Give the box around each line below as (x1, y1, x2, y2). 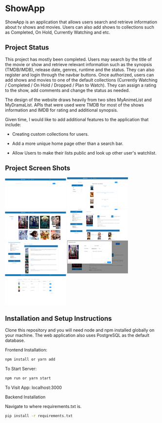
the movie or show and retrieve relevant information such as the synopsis (5, 61, 152, 67)
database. (5, 337, 25, 343)
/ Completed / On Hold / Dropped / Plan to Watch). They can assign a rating (5, 82, 157, 88)
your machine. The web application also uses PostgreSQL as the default (5, 333, 150, 338)
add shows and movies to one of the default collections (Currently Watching (5, 77, 158, 83)
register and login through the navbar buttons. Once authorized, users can (5, 71, 154, 78)
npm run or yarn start (5, 376, 51, 381)
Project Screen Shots (5, 164, 71, 173)
